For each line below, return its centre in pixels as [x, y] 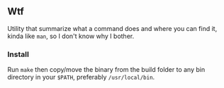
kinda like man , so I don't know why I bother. [71, 36]
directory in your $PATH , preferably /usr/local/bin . [81, 77]
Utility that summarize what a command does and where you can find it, [112, 28]
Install [18, 54]
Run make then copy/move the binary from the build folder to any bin [106, 70]
